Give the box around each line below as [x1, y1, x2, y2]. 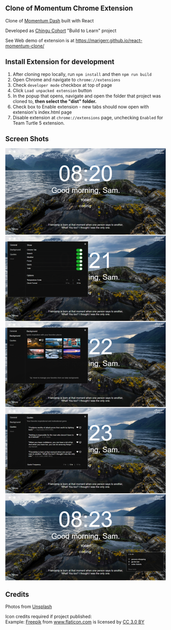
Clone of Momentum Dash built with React [5, 17, 94, 23]
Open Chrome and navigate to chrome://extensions [12, 76, 121, 83]
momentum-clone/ [5, 43, 45, 49]
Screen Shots [5, 135, 49, 143]
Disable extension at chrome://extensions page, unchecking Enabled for [12, 114, 163, 120]
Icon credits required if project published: [5, 614, 92, 620]
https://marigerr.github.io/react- [75, 37, 142, 43]
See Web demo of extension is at [5, 37, 75, 43]
